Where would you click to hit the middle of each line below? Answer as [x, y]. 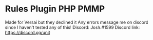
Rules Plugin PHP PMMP [55, 9]
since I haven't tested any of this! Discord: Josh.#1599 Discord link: [73, 27]
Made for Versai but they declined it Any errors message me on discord [77, 22]
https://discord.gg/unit [28, 32]
